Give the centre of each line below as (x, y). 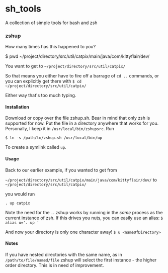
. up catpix (18, 203)
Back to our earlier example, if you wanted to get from (61, 170)
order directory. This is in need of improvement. (55, 265)
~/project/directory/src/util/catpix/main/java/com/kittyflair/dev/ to (81, 179)
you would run (20, 194)
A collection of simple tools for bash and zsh (51, 23)
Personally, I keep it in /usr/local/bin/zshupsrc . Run (60, 129)
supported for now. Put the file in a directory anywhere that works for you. (82, 123)
